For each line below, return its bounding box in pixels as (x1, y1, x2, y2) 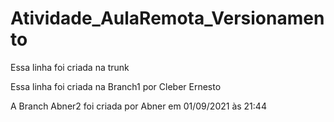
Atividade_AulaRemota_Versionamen (10, 7, 325, 30)
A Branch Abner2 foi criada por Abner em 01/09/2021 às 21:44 (10, 100, 267, 112)
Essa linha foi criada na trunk (10, 61, 130, 73)
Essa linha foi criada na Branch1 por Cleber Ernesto (10, 80, 222, 92)
